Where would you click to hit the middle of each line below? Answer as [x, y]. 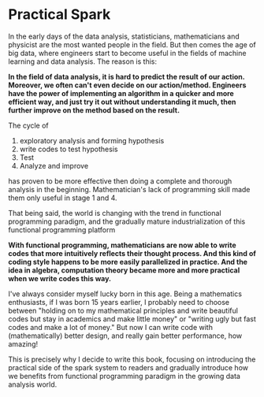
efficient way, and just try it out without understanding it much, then [122, 102]
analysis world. [33, 384]
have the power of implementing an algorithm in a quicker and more [121, 93]
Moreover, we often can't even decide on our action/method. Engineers [127, 85]
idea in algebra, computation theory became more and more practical [124, 270]
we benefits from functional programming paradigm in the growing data [124, 376]
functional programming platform [62, 229]
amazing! [23, 343]
